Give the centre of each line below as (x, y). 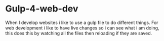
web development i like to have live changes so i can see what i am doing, (82, 27)
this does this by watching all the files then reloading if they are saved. (79, 33)
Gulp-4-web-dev (42, 9)
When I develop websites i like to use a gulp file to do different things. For (82, 22)
